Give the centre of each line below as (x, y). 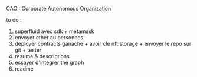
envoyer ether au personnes (49, 37)
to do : (14, 20)
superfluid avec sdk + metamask (54, 31)
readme (24, 69)
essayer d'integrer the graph (49, 62)
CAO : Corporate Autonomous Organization (59, 9)
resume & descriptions (42, 56)
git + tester (28, 50)
